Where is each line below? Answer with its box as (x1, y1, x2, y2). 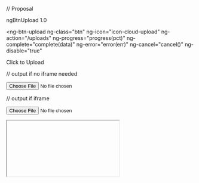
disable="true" (6, 47, 42, 54)
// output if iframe (6, 95, 50, 102)
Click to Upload (6, 59, 44, 66)
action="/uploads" (6, 35, 52, 41)
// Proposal (6, 5, 34, 12)
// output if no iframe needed (6, 70, 78, 77)
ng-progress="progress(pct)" (53, 35, 125, 41)
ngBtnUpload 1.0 (6, 17, 47, 23)
